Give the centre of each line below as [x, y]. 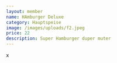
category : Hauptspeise [34, 22]
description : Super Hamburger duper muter [58, 38]
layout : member [25, 11]
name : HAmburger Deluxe [35, 17]
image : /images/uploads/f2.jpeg [45, 28]
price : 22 [18, 33]
